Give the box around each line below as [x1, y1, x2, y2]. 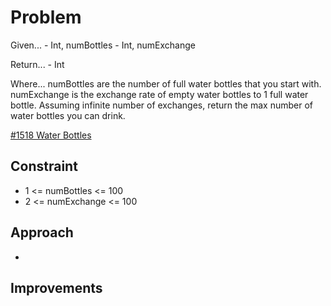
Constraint [10, 158, 78, 175]
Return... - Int [10, 58, 65, 70]
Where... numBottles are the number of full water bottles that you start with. [10, 77, 322, 90]
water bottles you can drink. [10, 109, 126, 121]
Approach [10, 224, 74, 241]
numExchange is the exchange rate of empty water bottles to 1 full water [10, 88, 309, 100]
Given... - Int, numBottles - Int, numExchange [10, 39, 196, 51]
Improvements [10, 279, 103, 296]
